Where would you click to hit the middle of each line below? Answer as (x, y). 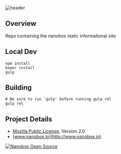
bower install (20, 68)
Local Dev (21, 52)
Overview (21, 23)
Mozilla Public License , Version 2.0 (49, 131)
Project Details (29, 119)
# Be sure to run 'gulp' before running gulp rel (58, 99)
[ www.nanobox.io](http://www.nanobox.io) (57, 137)
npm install (18, 63)
